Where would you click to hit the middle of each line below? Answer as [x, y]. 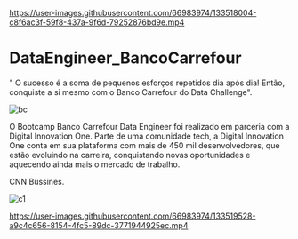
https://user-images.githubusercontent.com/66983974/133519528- [133, 216]
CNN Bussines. [37, 181]
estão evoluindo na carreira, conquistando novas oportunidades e [130, 155]
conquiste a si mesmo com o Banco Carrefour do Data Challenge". [131, 92]
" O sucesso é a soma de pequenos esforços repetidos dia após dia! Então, [147, 83]
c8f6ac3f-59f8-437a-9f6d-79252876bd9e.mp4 [97, 22]
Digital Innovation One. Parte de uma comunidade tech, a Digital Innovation [147, 136]
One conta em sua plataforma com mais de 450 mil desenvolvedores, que [145, 145]
